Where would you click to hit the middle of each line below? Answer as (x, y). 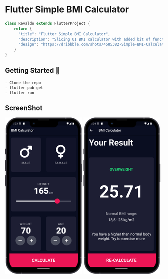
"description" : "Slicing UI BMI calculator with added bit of (84, 39)
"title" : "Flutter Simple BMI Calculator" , (64, 34)
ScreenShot (24, 108)
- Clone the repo (23, 83)
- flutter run (20, 93)
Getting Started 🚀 (33, 70)
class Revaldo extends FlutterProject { (48, 23)
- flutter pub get (24, 88)
